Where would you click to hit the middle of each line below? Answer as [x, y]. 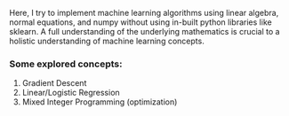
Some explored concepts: [66, 64]
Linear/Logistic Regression [71, 93]
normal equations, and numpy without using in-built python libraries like [141, 22]
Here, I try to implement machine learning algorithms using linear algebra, [144, 13]
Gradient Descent [54, 83]
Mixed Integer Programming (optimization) [100, 102]
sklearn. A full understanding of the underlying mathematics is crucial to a [144, 31]
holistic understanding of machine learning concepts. [107, 41]
